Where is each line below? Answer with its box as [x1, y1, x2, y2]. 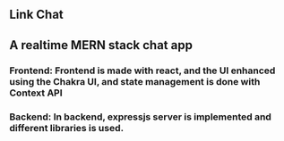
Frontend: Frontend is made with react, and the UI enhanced [9, 64, 276, 77]
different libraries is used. [9, 121, 124, 134]
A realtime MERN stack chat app [9, 37, 193, 53]
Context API [9, 87, 63, 99]
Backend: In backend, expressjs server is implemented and [9, 111, 271, 123]
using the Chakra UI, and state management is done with [9, 75, 261, 87]
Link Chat [9, 7, 65, 22]
